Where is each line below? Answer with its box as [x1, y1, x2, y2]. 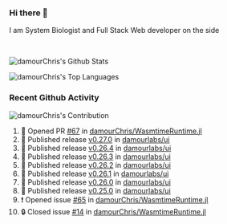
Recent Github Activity [9, 92, 99, 104]
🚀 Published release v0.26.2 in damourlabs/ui [20, 160, 172, 169]
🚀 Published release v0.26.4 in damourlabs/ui [20, 143, 172, 153]
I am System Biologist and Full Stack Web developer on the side [9, 26, 220, 35]
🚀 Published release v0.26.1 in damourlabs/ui [20, 169, 169, 178]
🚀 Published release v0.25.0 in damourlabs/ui [20, 185, 171, 195]
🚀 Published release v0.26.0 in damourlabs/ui [20, 177, 172, 187]
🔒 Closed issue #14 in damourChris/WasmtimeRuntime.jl [20, 206, 207, 216]
